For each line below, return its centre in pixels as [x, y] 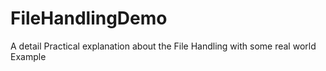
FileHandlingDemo [89, 18]
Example [28, 56]
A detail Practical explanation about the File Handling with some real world [163, 46]
